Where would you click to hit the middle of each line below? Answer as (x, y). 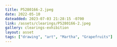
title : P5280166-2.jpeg (29, 10)
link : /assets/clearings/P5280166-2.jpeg (48, 23)
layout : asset (20, 32)
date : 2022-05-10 (23, 14)
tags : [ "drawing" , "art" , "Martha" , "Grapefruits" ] (59, 37)
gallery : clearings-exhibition (37, 28)
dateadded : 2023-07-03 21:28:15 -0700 (45, 19)
